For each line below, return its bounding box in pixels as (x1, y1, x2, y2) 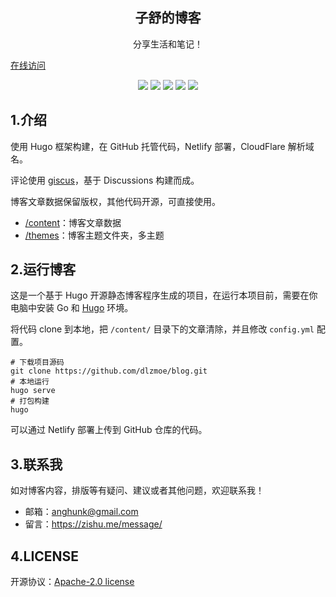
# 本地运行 (10, 377, 50, 387)
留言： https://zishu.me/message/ (24, 518, 163, 530)
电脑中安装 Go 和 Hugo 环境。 (10, 302, 134, 314)
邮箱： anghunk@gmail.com (24, 506, 139, 518)
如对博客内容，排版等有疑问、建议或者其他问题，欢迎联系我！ (10, 484, 265, 497)
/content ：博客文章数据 (24, 216, 122, 228)
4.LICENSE (10, 548, 80, 565)
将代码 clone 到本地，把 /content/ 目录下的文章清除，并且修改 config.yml (10, 323, 315, 335)
